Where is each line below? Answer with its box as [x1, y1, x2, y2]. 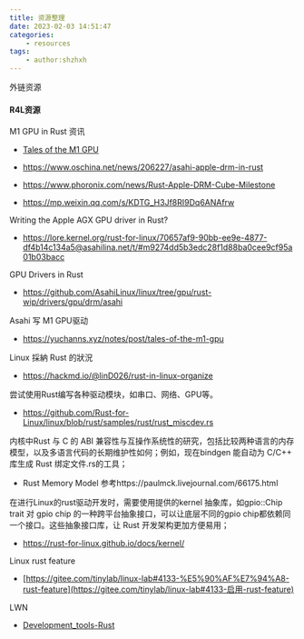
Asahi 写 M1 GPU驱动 [9, 315, 89, 326]
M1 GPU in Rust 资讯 [9, 126, 85, 137]
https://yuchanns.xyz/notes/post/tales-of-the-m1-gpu [22, 334, 224, 344]
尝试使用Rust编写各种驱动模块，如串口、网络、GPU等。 [9, 389, 219, 400]
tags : [9, 47, 30, 56]
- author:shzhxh [25, 55, 88, 65]
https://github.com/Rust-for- [22, 407, 130, 418]
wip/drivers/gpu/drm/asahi [22, 296, 123, 307]
